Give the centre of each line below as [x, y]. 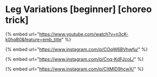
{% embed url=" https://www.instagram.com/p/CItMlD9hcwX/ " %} [74, 69]
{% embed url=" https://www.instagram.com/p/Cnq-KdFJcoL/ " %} [74, 59]
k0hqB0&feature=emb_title [33, 40]
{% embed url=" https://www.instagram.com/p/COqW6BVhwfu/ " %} [76, 49]
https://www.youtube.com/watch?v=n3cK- [84, 34]
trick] [17, 20]
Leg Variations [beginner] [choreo [78, 9]
